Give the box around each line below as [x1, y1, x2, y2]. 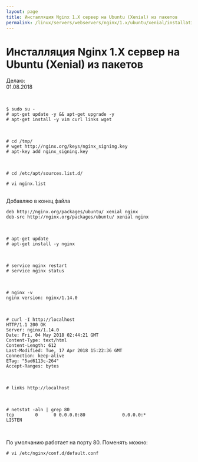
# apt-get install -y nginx [6, 241, 75, 247]
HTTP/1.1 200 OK [6, 322, 46, 328]
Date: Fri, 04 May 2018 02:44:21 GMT [6, 332, 99, 339]
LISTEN [6, 417, 22, 423]
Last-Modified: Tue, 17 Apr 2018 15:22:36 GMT [6, 348, 123, 354]
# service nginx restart [6, 263, 67, 269]
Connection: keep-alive [6, 353, 65, 359]
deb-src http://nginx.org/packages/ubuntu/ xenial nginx [6, 214, 149, 220]
